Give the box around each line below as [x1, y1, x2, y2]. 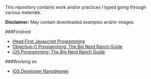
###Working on [5, 59, 37, 64]
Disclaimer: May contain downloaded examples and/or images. [5, 19, 135, 25]
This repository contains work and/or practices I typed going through [5, 4, 146, 10]
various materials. [5, 9, 42, 15]
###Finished [5, 29, 31, 34]
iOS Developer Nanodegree [12, 68, 69, 74]
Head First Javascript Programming [12, 38, 85, 44]
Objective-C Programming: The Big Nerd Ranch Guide [12, 44, 123, 49]
